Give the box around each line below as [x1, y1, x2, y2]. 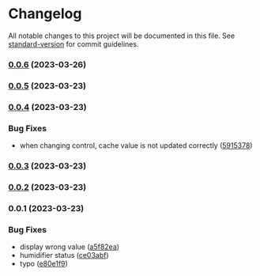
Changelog [8, 5, 82, 23]
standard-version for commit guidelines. [8, 39, 139, 48]
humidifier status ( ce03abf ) [19, 251, 109, 260]
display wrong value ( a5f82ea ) [19, 242, 120, 251]
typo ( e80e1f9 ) [19, 259, 69, 269]
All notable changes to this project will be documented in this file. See [8, 31, 236, 40]
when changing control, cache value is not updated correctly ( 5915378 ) [19, 141, 253, 150]
